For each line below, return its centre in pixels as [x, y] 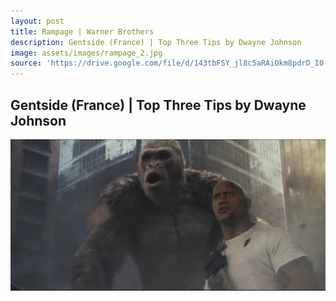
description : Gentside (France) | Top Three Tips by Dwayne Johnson [156, 42]
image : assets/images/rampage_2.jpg [86, 53]
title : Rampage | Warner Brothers [82, 31]
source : [26, 63]
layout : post [37, 21]
